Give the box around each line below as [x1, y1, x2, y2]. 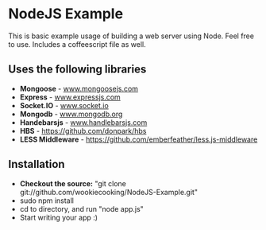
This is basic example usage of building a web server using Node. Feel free [8, 31, 254, 41]
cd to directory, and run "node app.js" [19, 204, 145, 213]
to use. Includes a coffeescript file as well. [8, 39, 146, 49]
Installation [8, 158, 65, 171]
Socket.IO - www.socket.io [19, 100, 109, 110]
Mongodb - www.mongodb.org [19, 109, 123, 119]
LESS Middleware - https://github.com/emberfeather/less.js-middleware [19, 134, 258, 144]
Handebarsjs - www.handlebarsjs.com [19, 117, 148, 127]
